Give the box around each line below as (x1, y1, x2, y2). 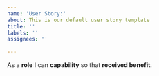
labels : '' (7, 29, 39, 37)
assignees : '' (7, 36, 48, 43)
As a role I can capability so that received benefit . (7, 61, 152, 69)
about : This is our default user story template (7, 17, 150, 23)
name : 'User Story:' (7, 10, 67, 17)
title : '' (7, 23, 36, 30)
